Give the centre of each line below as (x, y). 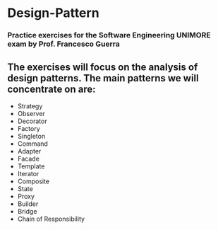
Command (32, 144)
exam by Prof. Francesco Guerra (63, 44)
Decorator (32, 121)
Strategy (30, 106)
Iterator (28, 173)
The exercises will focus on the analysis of (103, 67)
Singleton (31, 136)
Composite (34, 181)
